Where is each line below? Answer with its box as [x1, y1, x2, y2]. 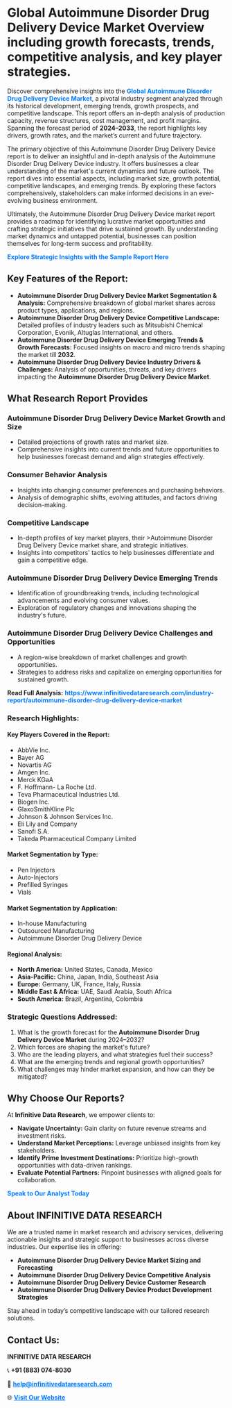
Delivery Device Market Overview [7, 19, 205, 35]
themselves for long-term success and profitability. [7, 239, 154, 247]
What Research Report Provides [7, 392, 148, 404]
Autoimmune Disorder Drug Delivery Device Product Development [17, 1286, 213, 1294]
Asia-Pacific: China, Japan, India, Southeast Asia [17, 972, 159, 981]
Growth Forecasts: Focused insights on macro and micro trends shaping [17, 342, 225, 351]
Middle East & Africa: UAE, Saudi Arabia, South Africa [17, 988, 172, 996]
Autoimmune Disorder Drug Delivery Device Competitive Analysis [17, 1271, 211, 1279]
